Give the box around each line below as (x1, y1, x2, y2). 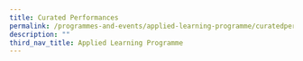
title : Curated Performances (9, 13, 119, 22)
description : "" (9, 30, 70, 39)
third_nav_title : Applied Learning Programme (9, 38, 183, 48)
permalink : (9, 22, 50, 30)
